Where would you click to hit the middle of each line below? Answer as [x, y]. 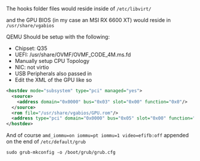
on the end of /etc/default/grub [46, 141]
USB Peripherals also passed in [53, 73]
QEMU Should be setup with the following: [58, 37]
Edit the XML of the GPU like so [53, 80]
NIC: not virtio [32, 67]
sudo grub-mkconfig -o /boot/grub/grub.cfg [61, 153]
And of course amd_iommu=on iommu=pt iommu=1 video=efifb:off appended [98, 135]
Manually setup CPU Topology [52, 61]
